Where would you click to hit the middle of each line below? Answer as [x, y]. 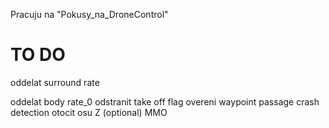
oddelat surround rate [55, 82]
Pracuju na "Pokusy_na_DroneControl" [89, 14]
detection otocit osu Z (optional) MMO [89, 112]
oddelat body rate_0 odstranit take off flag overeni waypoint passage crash [165, 101]
